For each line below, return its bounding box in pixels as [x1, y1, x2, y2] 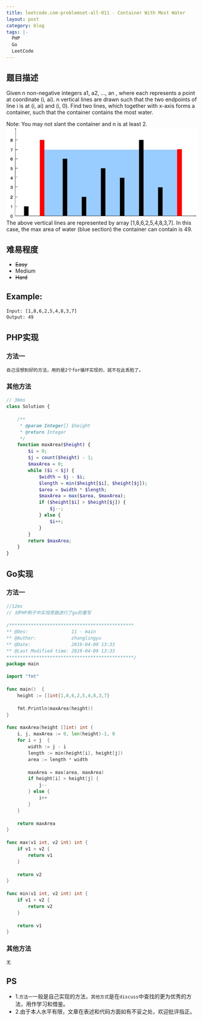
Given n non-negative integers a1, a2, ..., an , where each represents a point [6, 89, 195, 96]
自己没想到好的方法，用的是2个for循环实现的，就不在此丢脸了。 [6, 367, 144, 373]
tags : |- [6, 29, 28, 35]
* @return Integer [19, 429, 67, 435]
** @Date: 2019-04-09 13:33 [6, 642, 115, 648]
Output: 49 [6, 314, 34, 320]
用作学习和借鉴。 [25, 1000, 68, 1008]
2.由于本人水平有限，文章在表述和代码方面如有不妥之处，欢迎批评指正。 [15, 1008, 196, 1016]
